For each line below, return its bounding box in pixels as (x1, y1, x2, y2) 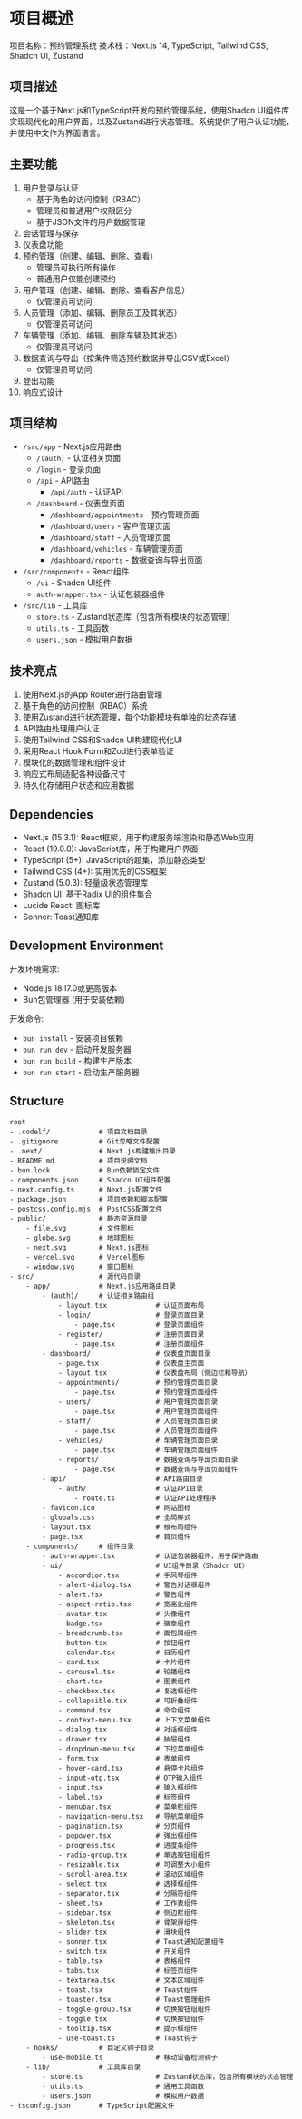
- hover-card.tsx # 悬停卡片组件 (57, 1763, 205, 1772)
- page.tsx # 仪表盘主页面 (57, 1359, 205, 1368)
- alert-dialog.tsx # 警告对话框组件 (57, 1580, 211, 1589)
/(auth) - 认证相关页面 (35, 453, 122, 464)
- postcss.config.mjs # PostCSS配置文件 (9, 1204, 163, 1213)
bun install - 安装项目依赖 (22, 1032, 124, 1044)
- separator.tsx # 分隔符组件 (57, 1888, 198, 1898)
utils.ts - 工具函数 (35, 623, 110, 633)
